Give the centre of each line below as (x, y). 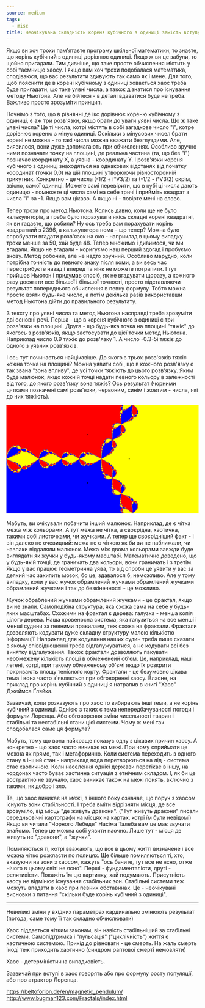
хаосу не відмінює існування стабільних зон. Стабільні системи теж (95, 881)
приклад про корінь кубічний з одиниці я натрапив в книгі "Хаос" (91, 685)
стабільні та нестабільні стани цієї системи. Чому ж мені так (85, 723)
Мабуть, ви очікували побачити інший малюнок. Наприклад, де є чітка (99, 523)
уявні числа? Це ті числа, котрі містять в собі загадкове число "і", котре (100, 127)
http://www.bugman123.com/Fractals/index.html (67, 998)
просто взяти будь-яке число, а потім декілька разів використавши (95, 295)
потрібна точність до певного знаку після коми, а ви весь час (87, 262)
